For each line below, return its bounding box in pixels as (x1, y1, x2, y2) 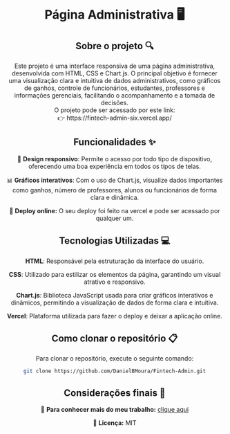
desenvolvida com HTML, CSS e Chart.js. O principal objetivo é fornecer (11, 69, 218, 78)
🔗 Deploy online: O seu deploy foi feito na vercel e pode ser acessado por (8, 206, 221, 215)
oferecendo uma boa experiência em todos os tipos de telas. (28, 162, 201, 170)
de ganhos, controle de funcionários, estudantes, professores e (23, 84, 206, 92)
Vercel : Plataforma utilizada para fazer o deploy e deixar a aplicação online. (6, 311, 223, 320)
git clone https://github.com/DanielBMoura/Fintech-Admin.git (23, 368, 207, 375)
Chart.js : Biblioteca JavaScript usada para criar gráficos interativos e (16, 291, 213, 299)
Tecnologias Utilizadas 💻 (59, 235, 171, 247)
